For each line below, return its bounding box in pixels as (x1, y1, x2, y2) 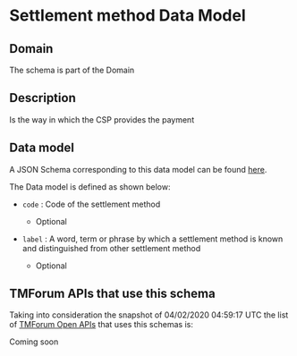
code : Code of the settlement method (21, 199, 161, 209)
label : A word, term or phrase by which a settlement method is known (21, 233, 284, 244)
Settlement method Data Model (9, 5, 246, 26)
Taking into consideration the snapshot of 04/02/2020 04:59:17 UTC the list (9, 309, 289, 320)
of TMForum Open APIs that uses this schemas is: (9, 319, 194, 330)
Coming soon (9, 336, 59, 347)
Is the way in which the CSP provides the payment (9, 114, 195, 125)
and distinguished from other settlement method (21, 242, 201, 253)
